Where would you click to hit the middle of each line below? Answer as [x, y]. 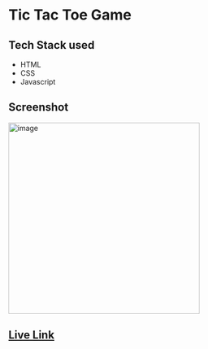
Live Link [32, 335]
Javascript [38, 82]
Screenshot [39, 107]
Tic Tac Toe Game [70, 15]
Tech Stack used [52, 45]
